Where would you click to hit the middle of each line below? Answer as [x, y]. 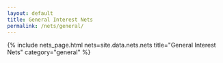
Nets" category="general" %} [49, 52]
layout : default [30, 13]
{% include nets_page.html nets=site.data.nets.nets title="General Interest [112, 45]
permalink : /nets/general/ [45, 26]
